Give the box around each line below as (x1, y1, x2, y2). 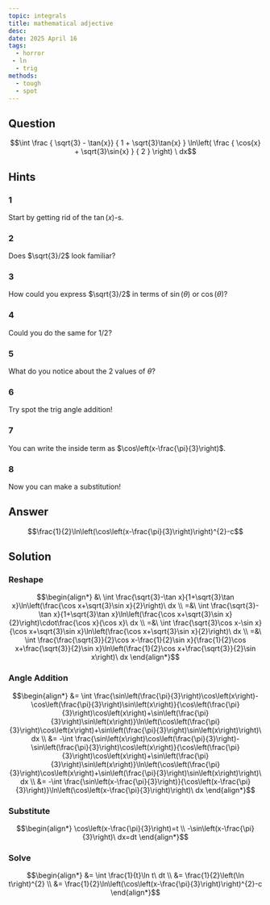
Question (8, 116, 56, 130)
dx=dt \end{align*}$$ (117, 832, 189, 842)
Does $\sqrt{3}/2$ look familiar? (8, 251, 116, 261)
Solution (8, 550, 52, 564)
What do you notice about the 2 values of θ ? (8, 366, 156, 376)
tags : (8, 42, 27, 50)
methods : (8, 72, 38, 80)
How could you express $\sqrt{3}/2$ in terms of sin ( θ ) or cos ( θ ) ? (8, 290, 228, 299)
